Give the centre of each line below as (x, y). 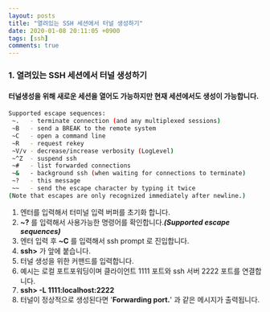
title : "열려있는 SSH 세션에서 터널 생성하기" (76, 23)
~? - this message (46, 181)
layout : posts (32, 16)
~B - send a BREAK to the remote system (84, 129)
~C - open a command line (59, 136)
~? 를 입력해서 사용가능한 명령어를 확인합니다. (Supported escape (125, 222)
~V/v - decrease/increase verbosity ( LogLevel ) (93, 151)
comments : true (34, 46)
